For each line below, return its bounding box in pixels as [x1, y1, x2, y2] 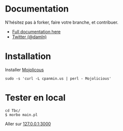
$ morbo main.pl [5, 112, 38, 117]
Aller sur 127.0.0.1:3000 [5, 121, 51, 127]
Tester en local [5, 92, 66, 103]
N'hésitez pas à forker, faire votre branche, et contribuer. [5, 19, 119, 25]
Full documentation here [12, 29, 61, 34]
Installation [5, 51, 51, 62]
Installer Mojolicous [5, 67, 44, 73]
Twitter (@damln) [12, 34, 47, 40]
